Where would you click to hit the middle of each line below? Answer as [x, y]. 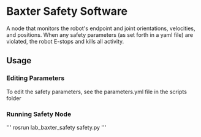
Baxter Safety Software [67, 11]
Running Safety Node [39, 114]
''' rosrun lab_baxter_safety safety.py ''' [56, 127]
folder [14, 98]
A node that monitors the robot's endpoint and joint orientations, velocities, [101, 28]
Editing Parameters [36, 78]
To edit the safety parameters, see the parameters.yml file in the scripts [97, 92]
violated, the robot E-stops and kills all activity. [65, 41]
